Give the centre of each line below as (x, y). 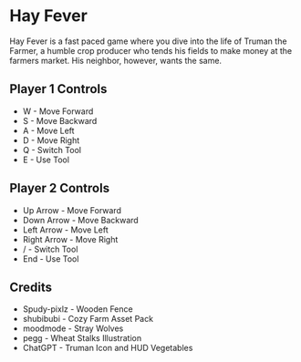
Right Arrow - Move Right (70, 239)
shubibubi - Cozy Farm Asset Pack (88, 319)
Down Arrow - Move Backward (80, 220)
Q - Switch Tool (52, 150)
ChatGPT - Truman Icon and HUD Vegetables (108, 348)
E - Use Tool (46, 160)
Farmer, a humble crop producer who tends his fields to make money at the (151, 50)
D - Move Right (51, 140)
